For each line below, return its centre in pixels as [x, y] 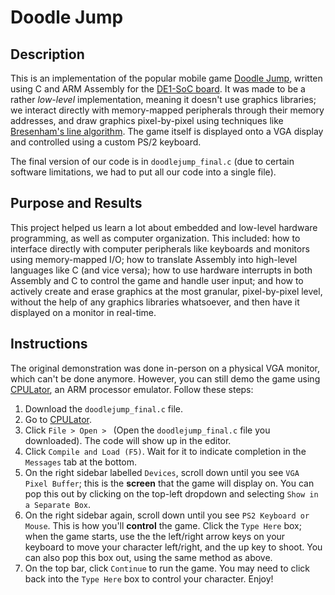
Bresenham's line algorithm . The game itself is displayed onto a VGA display [167, 131]
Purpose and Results [76, 203]
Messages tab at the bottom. [81, 462]
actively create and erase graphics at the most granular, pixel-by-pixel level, [166, 291]
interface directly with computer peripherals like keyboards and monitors [160, 248]
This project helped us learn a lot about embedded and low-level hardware [164, 227]
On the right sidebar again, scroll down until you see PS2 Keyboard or [167, 515]
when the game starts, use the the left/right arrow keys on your [155, 536]
